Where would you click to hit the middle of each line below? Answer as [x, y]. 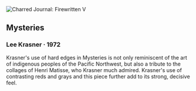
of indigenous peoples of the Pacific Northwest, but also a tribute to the [94, 64]
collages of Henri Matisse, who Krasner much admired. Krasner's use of [94, 70]
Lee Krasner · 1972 [33, 45]
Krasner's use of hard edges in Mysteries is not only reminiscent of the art [97, 57]
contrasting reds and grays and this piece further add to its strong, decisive [98, 76]
